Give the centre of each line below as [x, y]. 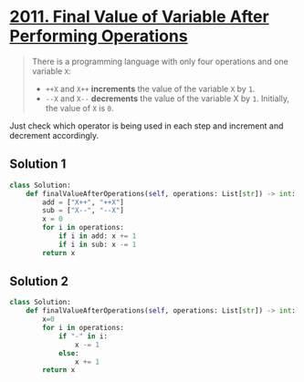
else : [68, 353]
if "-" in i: [83, 336]
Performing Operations [99, 36]
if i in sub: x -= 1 [97, 244]
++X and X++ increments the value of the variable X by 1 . [150, 88]
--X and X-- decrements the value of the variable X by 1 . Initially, [168, 98]
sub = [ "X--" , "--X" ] [84, 211]
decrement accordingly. [54, 135]
